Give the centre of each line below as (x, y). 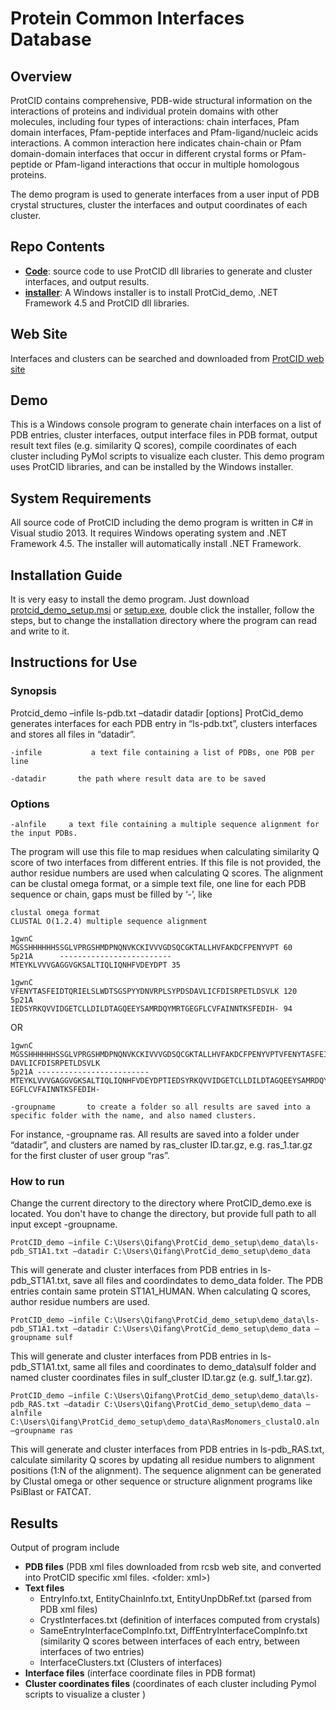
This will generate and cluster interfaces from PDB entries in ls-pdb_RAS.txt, (167, 1449)
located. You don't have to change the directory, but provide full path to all (163, 1214)
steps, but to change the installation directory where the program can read (164, 621)
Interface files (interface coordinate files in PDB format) (140, 1673)
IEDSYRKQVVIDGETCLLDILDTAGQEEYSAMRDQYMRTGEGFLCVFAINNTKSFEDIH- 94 (151, 1009)
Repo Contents (57, 247)
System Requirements (81, 498)
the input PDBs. (44, 833)
